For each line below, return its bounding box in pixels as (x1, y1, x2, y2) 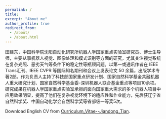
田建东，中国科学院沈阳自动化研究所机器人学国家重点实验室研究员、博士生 (5, 49, 157, 55)
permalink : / (5, 7, 32, 12)
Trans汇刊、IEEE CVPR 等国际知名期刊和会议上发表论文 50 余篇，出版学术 (5, 67, 156, 73)
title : (5, 12, 19, 17)
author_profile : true (5, 21, 50, 26)
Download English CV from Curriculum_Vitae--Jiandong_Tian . (5, 108, 130, 114)
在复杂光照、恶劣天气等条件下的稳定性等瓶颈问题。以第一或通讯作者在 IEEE (5, 61, 158, 67)
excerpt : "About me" (5, 16, 48, 21)
